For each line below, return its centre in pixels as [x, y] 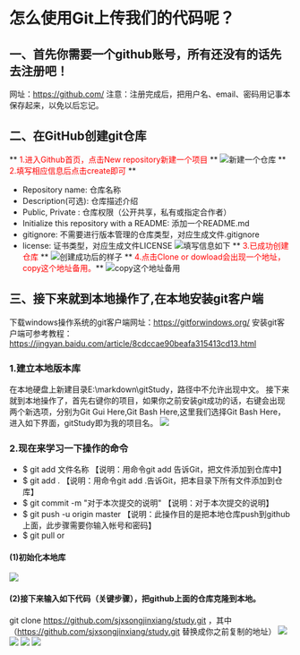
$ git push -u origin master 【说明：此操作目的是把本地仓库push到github [156, 515]
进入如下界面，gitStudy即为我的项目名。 [84, 422]
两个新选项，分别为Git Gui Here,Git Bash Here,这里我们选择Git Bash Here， [148, 412]
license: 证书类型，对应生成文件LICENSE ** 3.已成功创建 [155, 245]
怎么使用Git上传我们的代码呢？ [122, 18]
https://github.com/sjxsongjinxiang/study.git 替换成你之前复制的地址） [147, 631]
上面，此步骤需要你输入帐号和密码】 [89, 525]
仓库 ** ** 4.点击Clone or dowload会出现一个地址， [154, 257]
